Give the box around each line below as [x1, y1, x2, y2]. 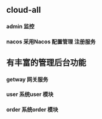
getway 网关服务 [6, 76, 49, 83]
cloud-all [6, 5, 41, 15]
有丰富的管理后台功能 [6, 57, 86, 68]
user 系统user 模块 [6, 91, 53, 98]
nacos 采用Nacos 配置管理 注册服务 [6, 38, 96, 45]
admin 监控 [6, 23, 35, 30]
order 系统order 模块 [6, 106, 59, 113]
